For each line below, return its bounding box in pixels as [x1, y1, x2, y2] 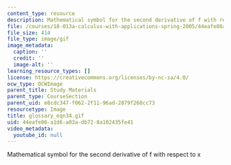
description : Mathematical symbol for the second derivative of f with [7, 16, 217, 23]
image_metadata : [7, 42, 54, 49]
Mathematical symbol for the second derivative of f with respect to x [7, 151, 201, 159]
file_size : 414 [7, 29, 51, 36]
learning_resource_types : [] [7, 67, 91, 74]
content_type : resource [7, 10, 76, 17]
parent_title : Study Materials [7, 87, 97, 93]
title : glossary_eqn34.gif [7, 112, 85, 119]
